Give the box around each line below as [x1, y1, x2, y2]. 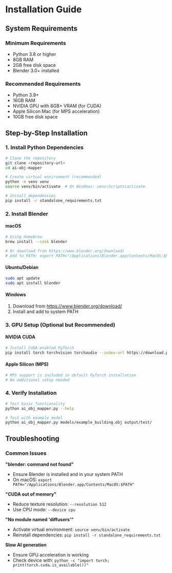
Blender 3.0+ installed [12, 67, 59, 73]
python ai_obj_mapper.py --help [5, 406, 74, 411]
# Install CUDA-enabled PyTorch [5, 345, 74, 350]
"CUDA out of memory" [5, 491, 57, 497]
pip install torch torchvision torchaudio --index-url [5, 350, 125, 355]
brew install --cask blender [5, 239, 68, 244]
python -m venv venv [5, 179, 50, 184]
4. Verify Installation [5, 389, 57, 396]
